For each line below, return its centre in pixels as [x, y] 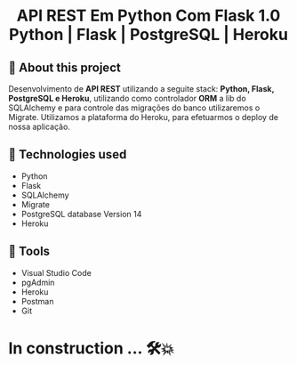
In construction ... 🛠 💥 [92, 348]
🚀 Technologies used [68, 154]
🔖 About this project [64, 67]
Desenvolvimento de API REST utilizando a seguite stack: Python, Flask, [141, 89]
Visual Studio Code [56, 272]
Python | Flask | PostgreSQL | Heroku [148, 35]
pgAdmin [38, 282]
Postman [37, 301]
